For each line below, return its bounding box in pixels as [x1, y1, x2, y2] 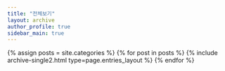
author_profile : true [7, 23, 71, 30]
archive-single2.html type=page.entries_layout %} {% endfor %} [7, 56, 195, 65]
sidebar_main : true [7, 29, 65, 37]
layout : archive [7, 17, 55, 24]
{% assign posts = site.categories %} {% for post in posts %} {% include [7, 49, 218, 57]
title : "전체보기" [7, 10, 56, 17]
